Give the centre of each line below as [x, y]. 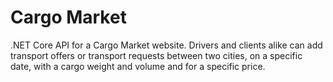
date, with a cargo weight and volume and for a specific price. [138, 66]
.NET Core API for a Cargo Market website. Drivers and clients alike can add [166, 45]
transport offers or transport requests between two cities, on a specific [156, 55]
